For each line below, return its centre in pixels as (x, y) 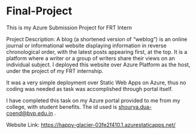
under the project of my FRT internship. (55, 71)
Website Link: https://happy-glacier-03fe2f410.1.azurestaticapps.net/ (91, 124)
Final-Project (39, 11)
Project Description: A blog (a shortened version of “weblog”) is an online (97, 39)
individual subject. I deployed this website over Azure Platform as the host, (98, 65)
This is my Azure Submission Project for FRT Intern (69, 28)
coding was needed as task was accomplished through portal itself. (90, 89)
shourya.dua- (135, 106)
